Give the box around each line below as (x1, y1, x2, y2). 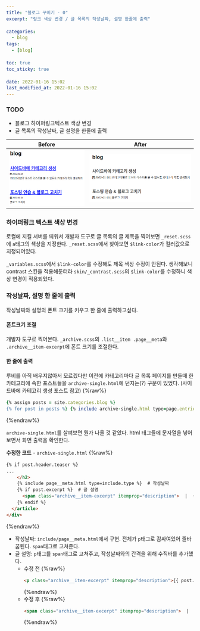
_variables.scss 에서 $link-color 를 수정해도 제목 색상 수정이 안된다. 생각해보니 (6, 260, 193, 268)
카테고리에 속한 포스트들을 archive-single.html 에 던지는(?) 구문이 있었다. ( (6, 380, 183, 387)
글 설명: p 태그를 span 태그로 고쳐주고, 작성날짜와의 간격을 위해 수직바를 (14, 550, 177, 557)
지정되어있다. (6, 248, 37, 255)
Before (38, 141, 55, 148)
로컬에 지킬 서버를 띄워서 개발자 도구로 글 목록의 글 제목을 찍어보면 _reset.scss (6, 233, 191, 240)
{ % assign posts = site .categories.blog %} (6, 400, 116, 406)
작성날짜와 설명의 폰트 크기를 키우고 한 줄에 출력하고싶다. (6, 306, 138, 313)
